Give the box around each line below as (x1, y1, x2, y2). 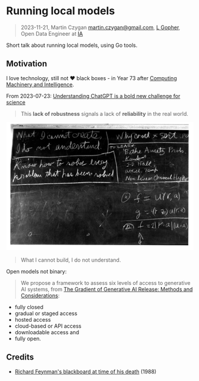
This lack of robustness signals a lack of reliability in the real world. (20, 110, 189, 117)
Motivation (6, 59, 48, 69)
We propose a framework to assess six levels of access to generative (20, 279, 191, 286)
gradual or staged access (14, 310, 78, 317)
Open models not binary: (6, 268, 67, 275)
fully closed (14, 303, 43, 310)
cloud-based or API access (14, 322, 82, 329)
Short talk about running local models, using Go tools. (6, 42, 138, 49)
